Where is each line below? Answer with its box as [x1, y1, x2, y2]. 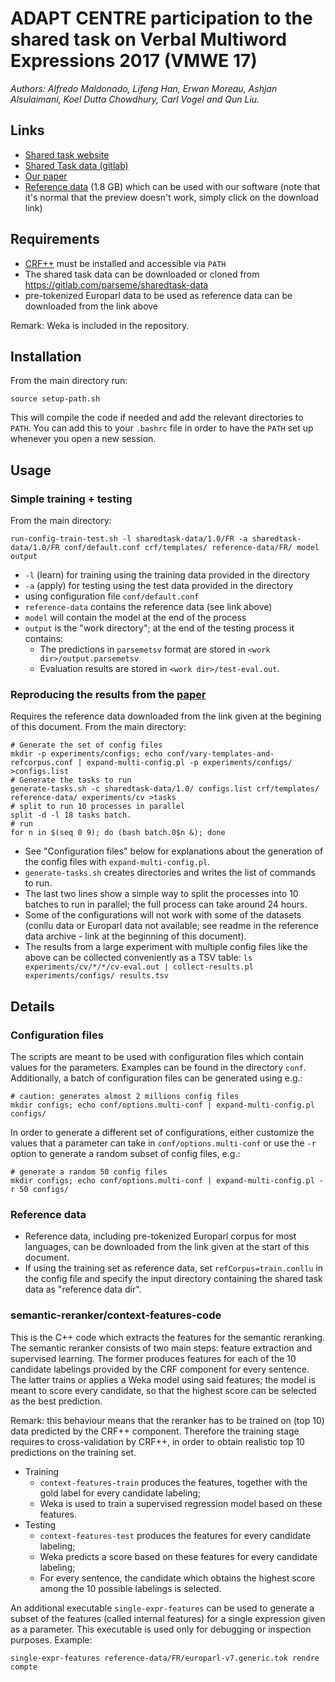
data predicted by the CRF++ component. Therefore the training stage [10, 1425, 300, 1437]
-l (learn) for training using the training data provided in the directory [24, 569, 310, 581]
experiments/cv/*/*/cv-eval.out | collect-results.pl [24, 962, 254, 972]
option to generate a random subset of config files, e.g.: [10, 1148, 241, 1160]
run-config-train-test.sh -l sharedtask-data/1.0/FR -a [10, 534, 248, 544]
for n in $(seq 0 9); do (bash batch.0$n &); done [10, 828, 226, 838]
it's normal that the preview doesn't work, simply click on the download [24, 191, 320, 203]
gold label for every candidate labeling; [39, 1487, 202, 1499]
